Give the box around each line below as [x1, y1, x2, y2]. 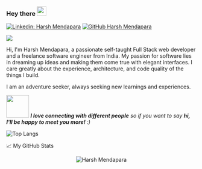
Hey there [6, 9, 36, 17]
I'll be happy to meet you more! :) [6, 118, 90, 126]
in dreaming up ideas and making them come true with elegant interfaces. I [6, 59, 193, 66]
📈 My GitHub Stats [6, 142, 54, 150]
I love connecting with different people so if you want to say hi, [30, 112, 191, 120]
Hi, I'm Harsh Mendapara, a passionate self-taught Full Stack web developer [6, 46, 196, 54]
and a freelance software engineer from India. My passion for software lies [6, 52, 192, 60]
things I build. [6, 72, 40, 79]
